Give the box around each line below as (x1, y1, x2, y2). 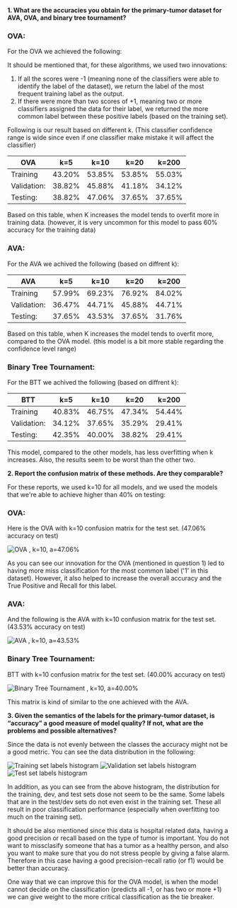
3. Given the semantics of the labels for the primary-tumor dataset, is (7, 711, 215, 720)
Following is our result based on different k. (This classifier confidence (7, 126, 213, 134)
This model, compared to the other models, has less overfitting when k (7, 448, 214, 456)
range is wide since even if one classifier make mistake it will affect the (7, 134, 214, 142)
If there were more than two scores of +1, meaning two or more (17, 97, 202, 105)
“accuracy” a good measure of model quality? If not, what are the (7, 718, 204, 727)
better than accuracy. (7, 863, 70, 872)
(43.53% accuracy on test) (7, 622, 86, 631)
